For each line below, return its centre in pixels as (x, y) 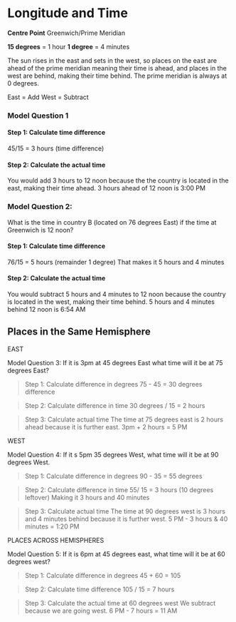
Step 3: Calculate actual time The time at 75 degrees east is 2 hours (124, 419)
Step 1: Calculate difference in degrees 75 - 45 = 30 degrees (113, 384)
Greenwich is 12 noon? (41, 230)
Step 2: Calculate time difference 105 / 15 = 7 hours (100, 589)
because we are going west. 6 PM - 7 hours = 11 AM (101, 611)
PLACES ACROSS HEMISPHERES (56, 540)
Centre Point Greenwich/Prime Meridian (66, 33)
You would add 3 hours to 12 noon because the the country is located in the (118, 180)
